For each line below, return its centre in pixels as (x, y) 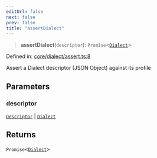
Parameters (28, 86)
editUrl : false (25, 12)
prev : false (21, 22)
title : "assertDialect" (35, 28)
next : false (21, 17)
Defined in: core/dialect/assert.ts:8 (48, 56)
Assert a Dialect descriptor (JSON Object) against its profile (79, 68)
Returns (21, 135)
